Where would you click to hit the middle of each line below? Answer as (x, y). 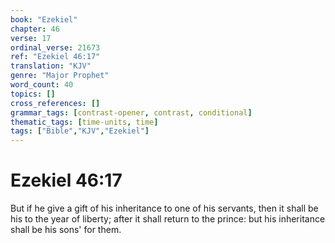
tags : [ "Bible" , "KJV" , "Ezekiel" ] (80, 131)
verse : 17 (31, 38)
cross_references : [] (55, 103)
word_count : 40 (42, 85)
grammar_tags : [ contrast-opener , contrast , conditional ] (131, 112)
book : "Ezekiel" (44, 19)
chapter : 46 (35, 29)
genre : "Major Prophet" (60, 76)
